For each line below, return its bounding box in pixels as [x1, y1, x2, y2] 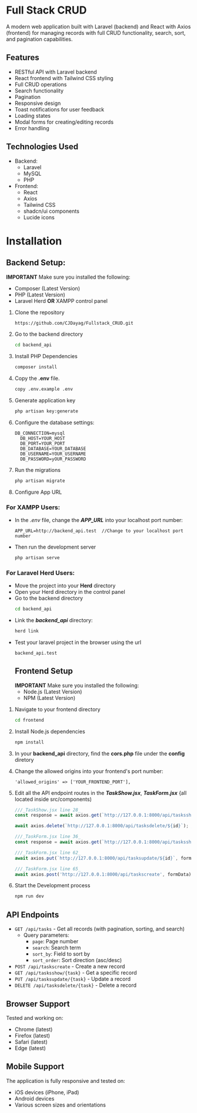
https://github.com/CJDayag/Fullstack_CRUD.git [14, 320, 133, 326]
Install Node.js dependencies [14, 728, 85, 735]
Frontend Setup [14, 666, 74, 676]
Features [6, 52, 39, 62]
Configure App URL [14, 488, 62, 496]
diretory [14, 756, 34, 763]
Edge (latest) [14, 1044, 46, 1052]
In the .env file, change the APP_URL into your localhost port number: [14, 517, 183, 524]
